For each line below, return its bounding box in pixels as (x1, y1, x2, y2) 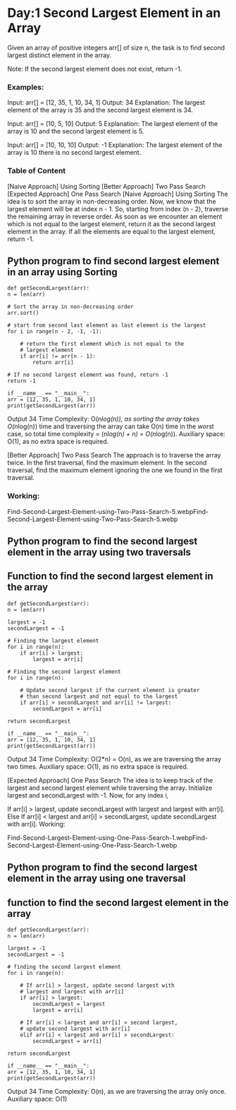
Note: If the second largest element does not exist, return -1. (7, 64, 182, 73)
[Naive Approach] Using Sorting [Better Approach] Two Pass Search (7, 182, 206, 190)
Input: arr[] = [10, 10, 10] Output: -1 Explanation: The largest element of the (7, 141, 223, 149)
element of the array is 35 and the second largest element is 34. (7, 106, 194, 115)
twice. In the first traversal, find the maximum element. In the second (7, 458, 207, 467)
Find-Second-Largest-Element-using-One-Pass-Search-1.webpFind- (7, 833, 208, 842)
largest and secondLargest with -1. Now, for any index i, (7, 790, 169, 800)
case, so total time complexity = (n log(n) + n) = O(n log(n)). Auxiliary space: (7, 430, 225, 438)
